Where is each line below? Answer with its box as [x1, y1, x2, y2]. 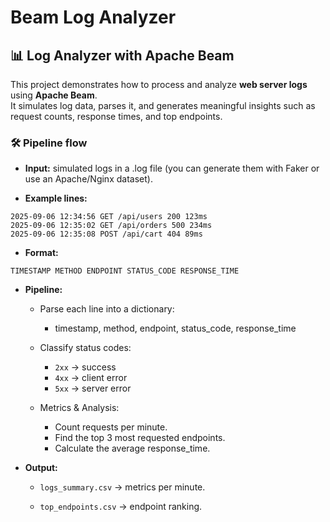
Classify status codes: [39, 342, 132, 354]
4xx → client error [54, 372, 128, 384]
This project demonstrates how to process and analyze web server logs [10, 79, 308, 90]
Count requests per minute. [54, 421, 168, 433]
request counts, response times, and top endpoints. [10, 111, 223, 122]
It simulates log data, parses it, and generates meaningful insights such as [10, 100, 316, 111]
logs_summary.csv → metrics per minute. [39, 481, 206, 493]
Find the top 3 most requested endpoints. [54, 432, 226, 444]
